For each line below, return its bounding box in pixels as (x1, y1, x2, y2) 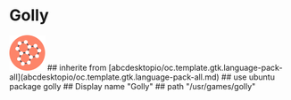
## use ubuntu (221, 72, 275, 82)
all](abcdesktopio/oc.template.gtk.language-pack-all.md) (9, 72, 220, 82)
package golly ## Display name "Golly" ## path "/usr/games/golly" (9, 81, 256, 91)
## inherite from (46, 62, 107, 73)
